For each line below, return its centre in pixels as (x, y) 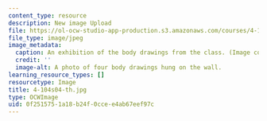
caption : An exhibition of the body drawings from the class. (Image (133, 53)
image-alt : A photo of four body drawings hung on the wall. (119, 68)
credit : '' (33, 60)
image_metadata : (35, 45)
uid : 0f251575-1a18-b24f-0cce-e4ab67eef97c (81, 104)
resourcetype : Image (43, 82)
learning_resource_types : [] (56, 75)
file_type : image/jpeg (46, 38)
